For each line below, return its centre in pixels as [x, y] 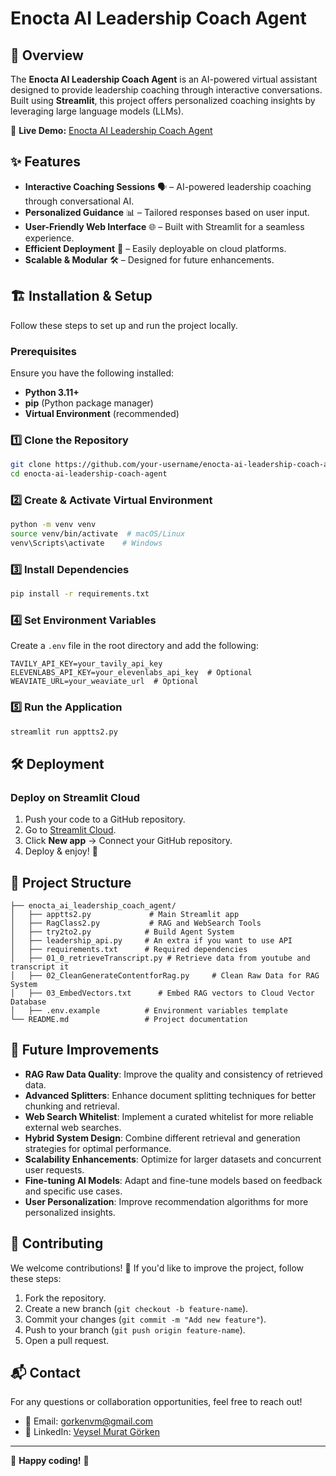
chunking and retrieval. [72, 1106]
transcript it [40, 967]
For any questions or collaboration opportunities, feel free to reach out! [156, 1402]
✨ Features [45, 162]
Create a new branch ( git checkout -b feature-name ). [136, 1308]
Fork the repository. [65, 1298]
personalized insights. [70, 1212]
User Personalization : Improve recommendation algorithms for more [166, 1201]
